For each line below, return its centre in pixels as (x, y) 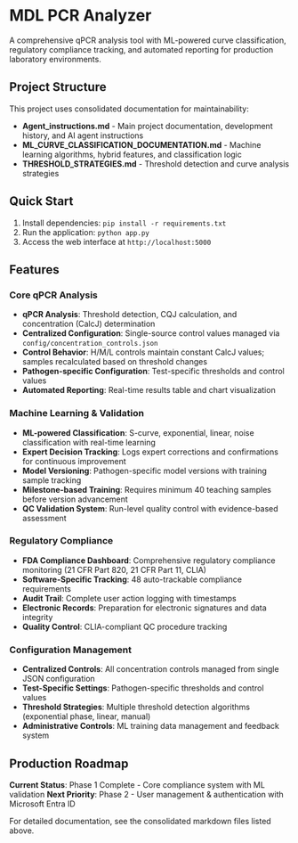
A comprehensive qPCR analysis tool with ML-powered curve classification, (148, 40)
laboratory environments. (56, 59)
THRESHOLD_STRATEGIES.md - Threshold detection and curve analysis (156, 164)
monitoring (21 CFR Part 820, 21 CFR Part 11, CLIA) (114, 569)
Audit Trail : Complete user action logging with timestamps (129, 598)
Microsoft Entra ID (42, 804)
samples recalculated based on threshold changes (114, 362)
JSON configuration (58, 679)
